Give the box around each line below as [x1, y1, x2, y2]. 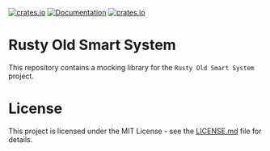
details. [8, 134, 33, 145]
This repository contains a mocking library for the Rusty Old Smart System [8, 62, 255, 72]
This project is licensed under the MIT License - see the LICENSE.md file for [8, 126, 262, 136]
